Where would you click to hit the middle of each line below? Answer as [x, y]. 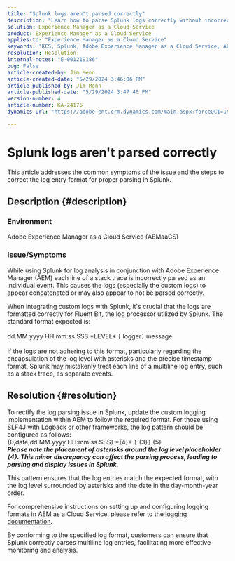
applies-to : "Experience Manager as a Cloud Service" [87, 40]
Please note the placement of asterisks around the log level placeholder [114, 449]
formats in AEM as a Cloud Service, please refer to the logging [97, 514]
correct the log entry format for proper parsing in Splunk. [90, 179]
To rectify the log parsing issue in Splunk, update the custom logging [107, 412]
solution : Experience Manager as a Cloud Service [81, 27]
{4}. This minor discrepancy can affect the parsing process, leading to [112, 457]
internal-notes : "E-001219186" [53, 60]
